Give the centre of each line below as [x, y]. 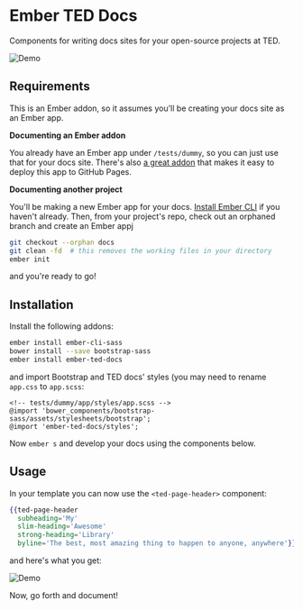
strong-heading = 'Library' [66, 535]
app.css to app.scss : [47, 386]
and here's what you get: [55, 560]
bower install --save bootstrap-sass [80, 351]
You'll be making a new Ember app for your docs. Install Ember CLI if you [145, 206]
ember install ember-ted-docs [66, 360]
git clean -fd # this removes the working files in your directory [141, 250]
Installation [41, 304]
